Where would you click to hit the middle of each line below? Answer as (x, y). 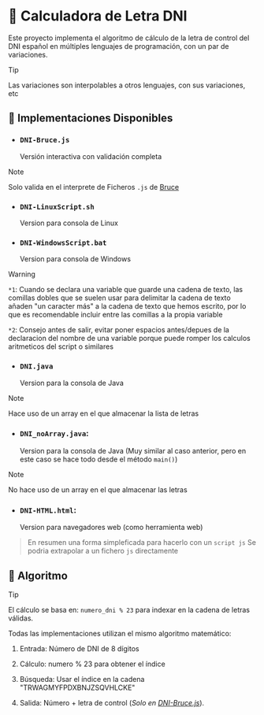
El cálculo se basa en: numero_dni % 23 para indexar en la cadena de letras (129, 609)
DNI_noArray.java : (54, 434)
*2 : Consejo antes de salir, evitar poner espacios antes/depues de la (119, 330)
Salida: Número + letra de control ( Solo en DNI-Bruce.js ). (112, 702)
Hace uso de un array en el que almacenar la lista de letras (104, 413)
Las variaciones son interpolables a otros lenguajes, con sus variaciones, (127, 85)
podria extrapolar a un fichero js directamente (103, 551)
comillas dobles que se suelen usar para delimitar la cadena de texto (119, 298)
